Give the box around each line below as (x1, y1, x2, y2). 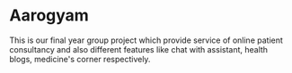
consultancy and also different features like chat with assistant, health (9, 44, 268, 54)
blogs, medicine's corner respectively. (9, 53, 151, 64)
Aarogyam (9, 5, 90, 26)
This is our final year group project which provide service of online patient (9, 35, 283, 45)
